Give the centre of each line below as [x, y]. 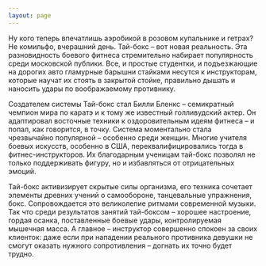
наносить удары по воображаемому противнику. [92, 89]
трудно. [21, 253]
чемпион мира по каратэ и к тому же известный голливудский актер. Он [132, 112]
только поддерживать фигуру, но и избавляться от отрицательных [121, 162]
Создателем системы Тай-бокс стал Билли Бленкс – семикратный [121, 104]
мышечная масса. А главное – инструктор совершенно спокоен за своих [133, 228]
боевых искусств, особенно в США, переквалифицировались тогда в [126, 146]
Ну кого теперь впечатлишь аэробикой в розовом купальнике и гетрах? [131, 38]
